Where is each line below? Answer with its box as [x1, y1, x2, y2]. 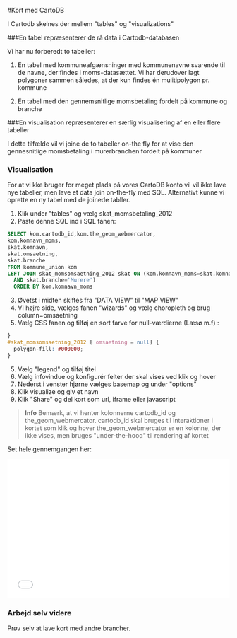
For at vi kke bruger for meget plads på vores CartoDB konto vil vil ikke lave [7, 180, 226, 190]
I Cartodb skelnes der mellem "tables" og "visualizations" [7, 20, 174, 28]
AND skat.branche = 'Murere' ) [13, 277, 97, 284]
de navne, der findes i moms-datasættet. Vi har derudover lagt [17, 69, 200, 76]
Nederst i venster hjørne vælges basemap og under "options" [17, 380, 197, 388]
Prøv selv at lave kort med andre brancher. [7, 624, 131, 632]
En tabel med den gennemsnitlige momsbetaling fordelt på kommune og [17, 97, 228, 105]
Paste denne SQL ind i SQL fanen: [17, 217, 116, 226]
